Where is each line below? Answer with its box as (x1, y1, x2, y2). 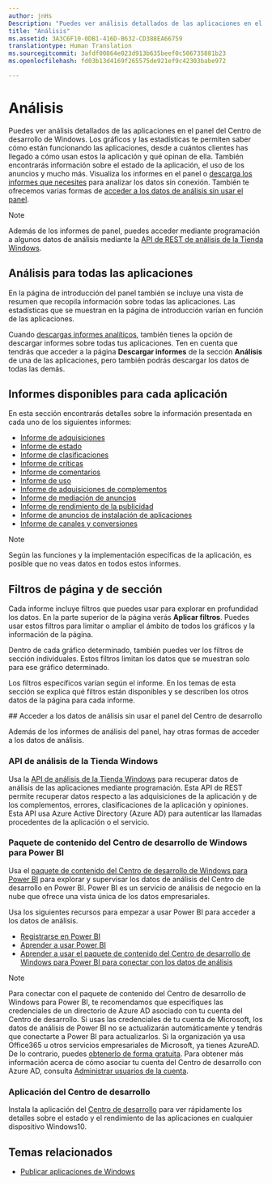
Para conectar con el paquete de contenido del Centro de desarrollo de (8, 988, 247, 998)
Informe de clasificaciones (19, 450, 109, 460)
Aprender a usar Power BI (19, 940, 107, 949)
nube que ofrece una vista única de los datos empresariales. (8, 891, 210, 901)
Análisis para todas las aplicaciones (8, 266, 193, 280)
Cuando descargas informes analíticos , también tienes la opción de (8, 329, 233, 339)
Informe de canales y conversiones (19, 519, 138, 528)
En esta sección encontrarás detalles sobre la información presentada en (8, 409, 253, 418)
